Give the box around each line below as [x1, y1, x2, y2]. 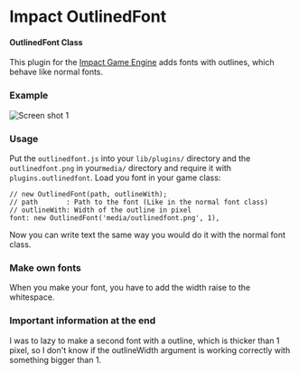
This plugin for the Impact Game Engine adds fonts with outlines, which [9, 57, 276, 68]
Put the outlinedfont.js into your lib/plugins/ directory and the [9, 152, 251, 164]
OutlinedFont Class [9, 36, 83, 47]
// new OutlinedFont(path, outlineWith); [9, 189, 168, 198]
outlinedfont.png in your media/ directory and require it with [9, 162, 232, 173]
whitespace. [9, 292, 55, 302]
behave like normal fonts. [9, 66, 104, 78]
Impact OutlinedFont [9, 6, 167, 27]
